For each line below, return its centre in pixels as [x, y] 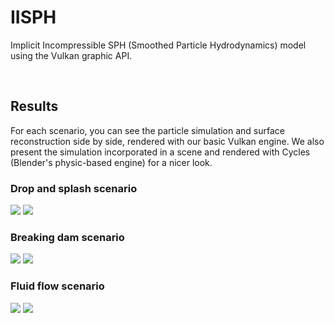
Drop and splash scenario [74, 188]
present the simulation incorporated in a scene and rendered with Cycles [160, 152]
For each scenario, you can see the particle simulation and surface [148, 130]
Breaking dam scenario [67, 237]
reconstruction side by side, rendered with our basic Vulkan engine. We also [167, 141]
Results [34, 106]
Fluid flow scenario [57, 286]
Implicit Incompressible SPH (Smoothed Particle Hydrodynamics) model [158, 45]
